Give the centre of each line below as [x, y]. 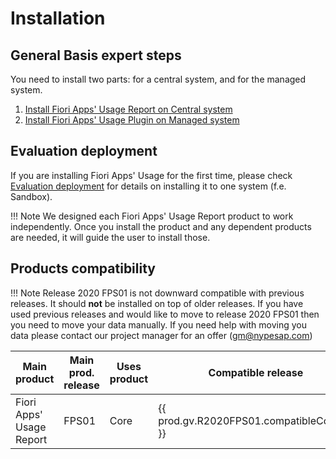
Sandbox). [31, 196]
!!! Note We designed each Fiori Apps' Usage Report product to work [152, 216]
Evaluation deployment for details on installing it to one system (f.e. [148, 186]
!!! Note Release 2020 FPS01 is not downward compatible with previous [157, 293]
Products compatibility [83, 268]
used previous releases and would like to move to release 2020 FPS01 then [165, 314]
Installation [58, 18]
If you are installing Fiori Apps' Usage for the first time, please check [151, 175]
